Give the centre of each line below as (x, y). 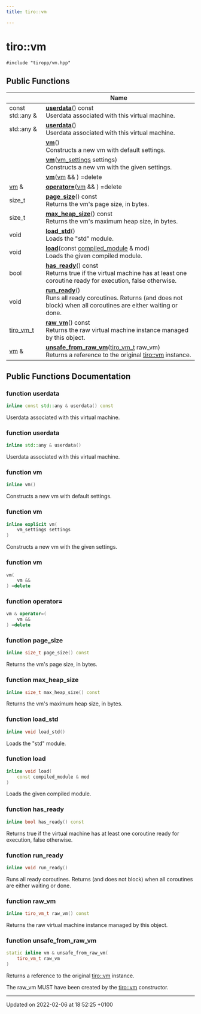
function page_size (35, 640)
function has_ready (35, 809)
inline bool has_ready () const (45, 822)
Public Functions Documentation (68, 376)
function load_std (32, 719)
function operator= (34, 602)
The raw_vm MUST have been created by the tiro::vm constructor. (87, 987)
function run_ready (35, 855)
